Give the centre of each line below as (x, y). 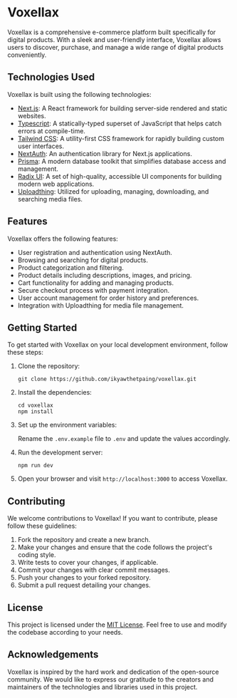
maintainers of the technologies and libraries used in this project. (102, 687)
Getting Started (42, 327)
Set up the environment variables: (67, 425)
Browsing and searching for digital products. (83, 260)
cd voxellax (35, 406)
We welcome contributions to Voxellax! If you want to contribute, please (113, 519)
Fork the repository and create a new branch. (84, 540)
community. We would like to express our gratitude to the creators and (111, 679)
